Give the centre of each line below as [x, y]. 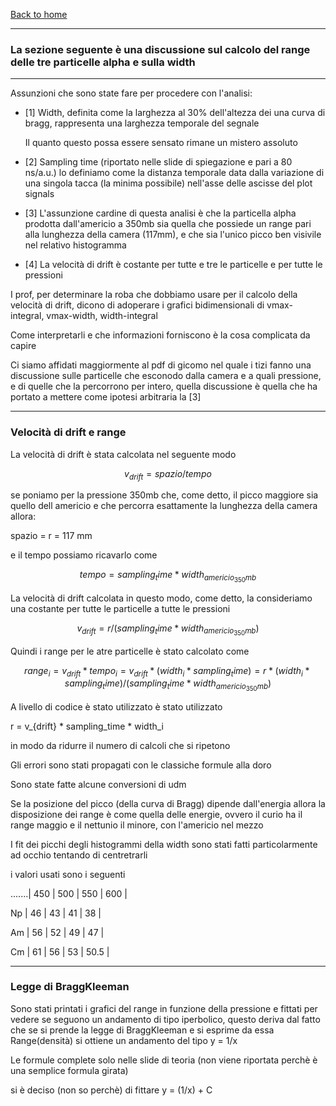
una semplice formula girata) [69, 1070]
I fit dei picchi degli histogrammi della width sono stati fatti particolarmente [164, 844]
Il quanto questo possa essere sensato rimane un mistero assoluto [161, 143]
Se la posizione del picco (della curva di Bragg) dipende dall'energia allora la [168, 803]
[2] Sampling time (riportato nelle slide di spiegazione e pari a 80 [158, 162]
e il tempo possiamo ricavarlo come [84, 555]
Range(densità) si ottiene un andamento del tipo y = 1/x [124, 1040]
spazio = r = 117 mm [51, 536]
